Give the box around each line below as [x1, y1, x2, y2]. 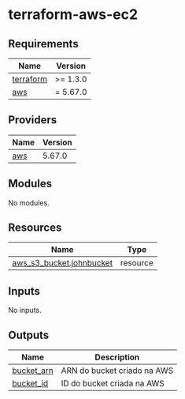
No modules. [8, 198, 50, 207]
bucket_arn [12, 365, 54, 376]
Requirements [8, 37, 79, 51]
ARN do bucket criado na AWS [61, 365, 174, 376]
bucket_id [12, 378, 49, 389]
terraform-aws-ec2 [8, 6, 139, 24]
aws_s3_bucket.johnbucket [12, 258, 113, 269]
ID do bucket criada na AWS [61, 378, 165, 389]
